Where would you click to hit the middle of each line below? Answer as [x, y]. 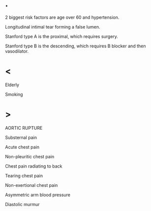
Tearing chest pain [24, 176]
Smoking [14, 94]
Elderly [12, 85]
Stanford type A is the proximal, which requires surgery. [61, 36]
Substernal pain [21, 137]
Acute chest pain [22, 147]
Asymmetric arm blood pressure [38, 195]
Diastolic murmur [23, 204]
